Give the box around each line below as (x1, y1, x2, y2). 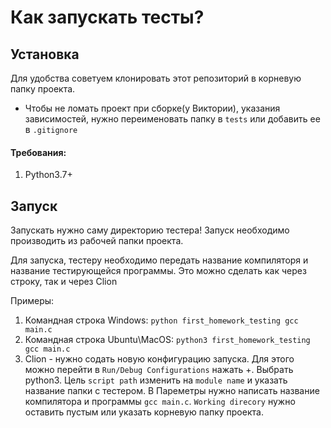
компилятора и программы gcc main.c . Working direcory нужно (24, 396, 296, 408)
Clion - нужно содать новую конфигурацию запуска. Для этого (24, 353, 295, 365)
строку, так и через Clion (10, 276, 118, 288)
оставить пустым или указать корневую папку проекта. (24, 406, 264, 418)
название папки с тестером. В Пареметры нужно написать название (24, 385, 320, 397)
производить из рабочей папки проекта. (10, 235, 184, 247)
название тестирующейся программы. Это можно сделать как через (10, 265, 307, 277)
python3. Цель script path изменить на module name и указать (24, 374, 288, 386)
